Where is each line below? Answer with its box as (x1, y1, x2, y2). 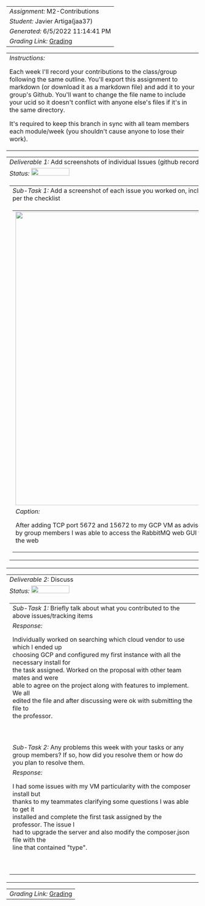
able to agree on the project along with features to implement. (12, 681, 189, 689)
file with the (12, 836, 46, 844)
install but (12, 790, 41, 798)
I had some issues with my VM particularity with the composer (12, 782, 191, 790)
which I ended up (12, 643, 62, 651)
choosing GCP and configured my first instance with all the (12, 651, 181, 659)
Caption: (15, 507, 40, 516)
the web (15, 537, 39, 544)
